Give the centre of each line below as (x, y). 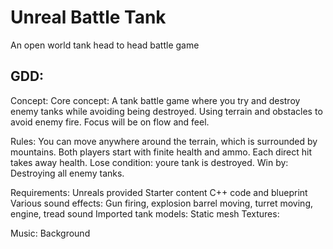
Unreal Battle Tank (88, 17)
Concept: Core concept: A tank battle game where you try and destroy (155, 100)
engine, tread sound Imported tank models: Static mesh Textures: (145, 213)
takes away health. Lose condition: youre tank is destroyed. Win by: (149, 162)
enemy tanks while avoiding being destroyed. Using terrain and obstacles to (166, 111)
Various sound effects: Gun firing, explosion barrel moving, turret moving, (162, 203)
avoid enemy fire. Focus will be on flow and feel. (110, 122)
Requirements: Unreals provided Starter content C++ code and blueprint (159, 192)
